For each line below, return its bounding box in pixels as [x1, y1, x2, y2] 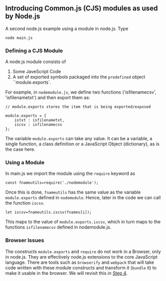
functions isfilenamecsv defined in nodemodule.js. [5, 224, 112, 230]
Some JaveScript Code [12, 69, 61, 75]
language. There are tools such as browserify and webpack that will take [5, 259, 154, 265]
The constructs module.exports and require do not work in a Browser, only [5, 248, 161, 255]
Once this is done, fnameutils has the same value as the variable [5, 189, 141, 195]
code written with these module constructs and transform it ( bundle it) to [5, 264, 157, 271]
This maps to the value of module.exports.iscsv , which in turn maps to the [5, 218, 161, 225]
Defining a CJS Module [5, 47, 63, 54]
